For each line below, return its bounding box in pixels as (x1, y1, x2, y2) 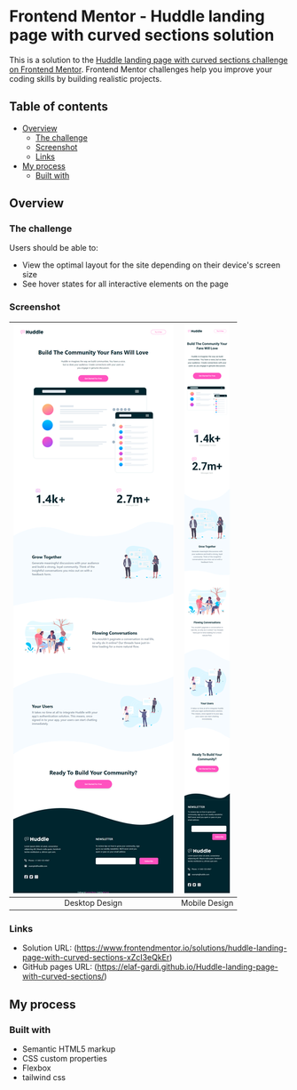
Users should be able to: (9, 243, 99, 253)
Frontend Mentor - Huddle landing (9, 6, 265, 27)
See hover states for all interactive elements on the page (21, 278, 229, 290)
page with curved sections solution (9, 25, 275, 45)
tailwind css (21, 1071, 66, 1082)
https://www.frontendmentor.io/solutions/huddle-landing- (76, 942, 287, 953)
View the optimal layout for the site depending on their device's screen (21, 260, 281, 270)
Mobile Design (181, 898, 234, 909)
